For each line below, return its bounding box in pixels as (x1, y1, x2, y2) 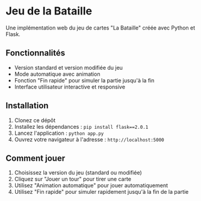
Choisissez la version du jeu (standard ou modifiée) (14, 169, 142, 176)
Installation (5, 100, 49, 111)
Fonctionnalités (5, 48, 66, 58)
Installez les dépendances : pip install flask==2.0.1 (14, 123, 149, 130)
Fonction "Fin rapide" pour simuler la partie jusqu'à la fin (14, 76, 155, 84)
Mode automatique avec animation (14, 70, 100, 78)
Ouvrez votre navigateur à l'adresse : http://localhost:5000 (14, 135, 164, 143)
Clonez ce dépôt (14, 116, 56, 124)
